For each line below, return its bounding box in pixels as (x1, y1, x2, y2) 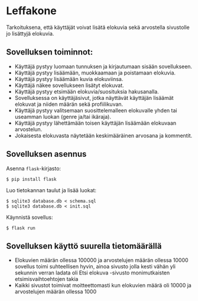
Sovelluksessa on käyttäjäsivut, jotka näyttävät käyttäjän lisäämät (14, 94, 174, 101)
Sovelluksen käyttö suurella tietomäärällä (6, 241, 162, 251)
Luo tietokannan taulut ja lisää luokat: (6, 186, 96, 193)
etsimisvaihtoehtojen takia (14, 276, 79, 283)
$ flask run (6, 225, 35, 231)
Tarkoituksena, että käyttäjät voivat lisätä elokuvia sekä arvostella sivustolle (6, 24, 190, 31)
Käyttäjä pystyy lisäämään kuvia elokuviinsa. (14, 75, 124, 82)
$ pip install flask (6, 176, 57, 182)
